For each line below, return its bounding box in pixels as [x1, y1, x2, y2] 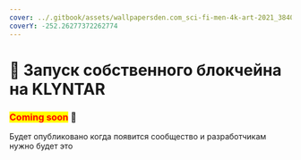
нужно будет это [9, 140, 73, 151]
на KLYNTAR [9, 79, 106, 99]
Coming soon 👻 [9, 111, 77, 123]
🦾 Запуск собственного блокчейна [9, 60, 282, 80]
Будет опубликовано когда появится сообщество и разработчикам [9, 131, 267, 141]
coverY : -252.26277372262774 [9, 21, 118, 30]
